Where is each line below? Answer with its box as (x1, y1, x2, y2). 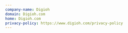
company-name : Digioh (5, 7, 50, 12)
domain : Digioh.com (5, 12, 46, 16)
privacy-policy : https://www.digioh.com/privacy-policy (5, 20, 123, 26)
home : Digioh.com (5, 16, 41, 21)
